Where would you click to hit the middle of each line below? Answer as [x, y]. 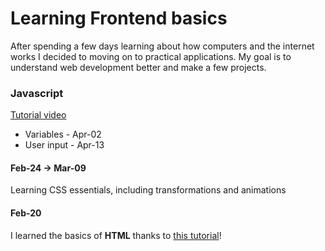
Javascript [37, 93]
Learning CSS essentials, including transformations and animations [148, 190]
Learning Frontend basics [119, 18]
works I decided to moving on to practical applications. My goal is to [151, 56]
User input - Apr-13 [64, 145]
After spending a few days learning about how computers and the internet [162, 46]
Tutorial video [38, 115]
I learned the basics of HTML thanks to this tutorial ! [116, 235]
